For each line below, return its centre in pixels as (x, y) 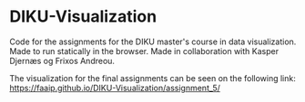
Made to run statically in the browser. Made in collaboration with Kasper (144, 51)
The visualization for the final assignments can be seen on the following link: (152, 78)
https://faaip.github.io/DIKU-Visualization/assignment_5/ (115, 88)
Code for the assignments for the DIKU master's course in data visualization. (153, 42)
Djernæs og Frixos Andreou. (62, 60)
